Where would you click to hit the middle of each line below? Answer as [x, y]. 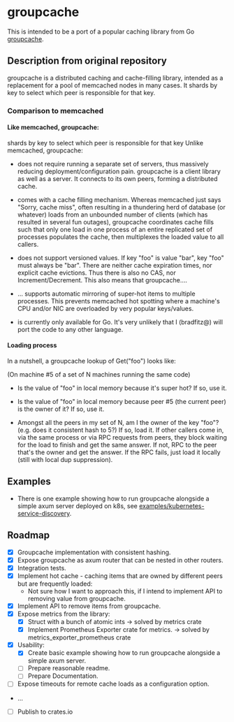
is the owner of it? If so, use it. [61, 409]
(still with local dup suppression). [65, 460]
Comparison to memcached [55, 110]
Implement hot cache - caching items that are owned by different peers [120, 576]
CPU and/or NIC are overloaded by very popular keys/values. [105, 308]
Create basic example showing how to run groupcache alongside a [124, 653]
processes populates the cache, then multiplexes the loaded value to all [120, 237]
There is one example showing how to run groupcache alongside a [113, 498]
